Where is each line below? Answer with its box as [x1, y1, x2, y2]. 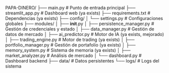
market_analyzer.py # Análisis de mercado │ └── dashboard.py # [5, 52, 142, 58]
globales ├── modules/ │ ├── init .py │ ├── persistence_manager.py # [5, 20, 154, 26]
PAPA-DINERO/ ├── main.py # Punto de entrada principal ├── [5, 5, 136, 10]
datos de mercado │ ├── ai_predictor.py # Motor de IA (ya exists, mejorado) [5, 31, 164, 37]
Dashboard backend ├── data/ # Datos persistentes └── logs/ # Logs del [5, 58, 160, 63]
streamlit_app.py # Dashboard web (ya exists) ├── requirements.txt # [5, 10, 150, 16]
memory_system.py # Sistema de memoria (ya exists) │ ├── [5, 47, 131, 53]
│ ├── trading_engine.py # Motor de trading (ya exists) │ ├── [5, 36, 135, 42]
